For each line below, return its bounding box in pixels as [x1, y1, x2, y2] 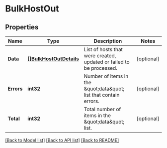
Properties [5, 23, 39, 31]
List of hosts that [83, 46, 123, 53]
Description [93, 38, 122, 44]
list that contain [83, 92, 120, 98]
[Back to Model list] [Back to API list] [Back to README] [5, 138, 119, 143]
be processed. [83, 65, 118, 71]
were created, [83, 52, 116, 59]
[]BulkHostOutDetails [27, 55, 80, 62]
